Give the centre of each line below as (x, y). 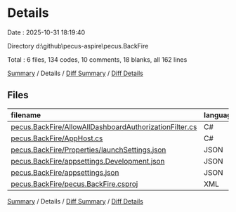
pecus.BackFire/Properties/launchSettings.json (88, 150)
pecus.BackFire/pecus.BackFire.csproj (74, 184)
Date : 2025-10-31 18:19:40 (46, 32)
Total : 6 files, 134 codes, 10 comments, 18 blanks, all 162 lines (97, 59)
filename (26, 115)
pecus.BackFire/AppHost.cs (57, 138)
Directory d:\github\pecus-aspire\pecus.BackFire (78, 46)
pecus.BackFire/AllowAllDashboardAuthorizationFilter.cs (104, 126)
